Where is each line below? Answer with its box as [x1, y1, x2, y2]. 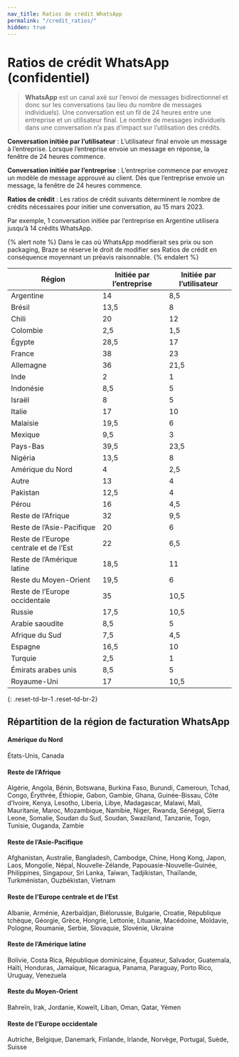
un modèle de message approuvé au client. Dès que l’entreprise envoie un [7, 174, 225, 182]
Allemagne [11, 361, 47, 371]
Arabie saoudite [11, 619, 64, 629]
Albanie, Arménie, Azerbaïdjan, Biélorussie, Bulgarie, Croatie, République [7, 908, 222, 917]
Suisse [7, 1043, 27, 1051]
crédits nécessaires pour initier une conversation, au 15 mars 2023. [7, 202, 204, 211]
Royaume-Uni [11, 676, 58, 686]
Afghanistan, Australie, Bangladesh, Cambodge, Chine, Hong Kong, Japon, [7, 853, 227, 862]
